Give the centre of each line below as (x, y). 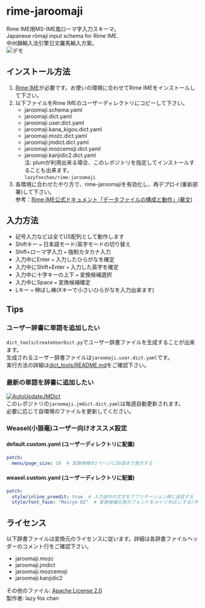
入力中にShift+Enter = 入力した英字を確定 (67, 267)
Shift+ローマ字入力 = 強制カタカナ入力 (63, 252)
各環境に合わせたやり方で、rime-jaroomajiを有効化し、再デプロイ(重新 (104, 184)
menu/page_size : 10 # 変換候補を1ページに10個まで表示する (82, 463)
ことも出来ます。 (51, 170)
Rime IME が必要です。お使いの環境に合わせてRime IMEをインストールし (105, 87)
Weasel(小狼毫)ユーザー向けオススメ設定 (67, 429)
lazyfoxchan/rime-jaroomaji (60, 177)
